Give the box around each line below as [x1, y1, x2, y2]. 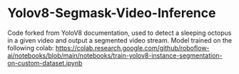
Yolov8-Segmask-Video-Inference [7, 5, 216, 21]
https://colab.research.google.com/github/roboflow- [55, 43, 210, 52]
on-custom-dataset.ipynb [7, 58, 83, 67]
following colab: [7, 43, 54, 52]
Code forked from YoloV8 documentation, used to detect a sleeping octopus [7, 28, 232, 37]
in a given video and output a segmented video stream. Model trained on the [7, 36, 233, 44]
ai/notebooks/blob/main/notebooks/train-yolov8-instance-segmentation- [7, 51, 223, 60]
